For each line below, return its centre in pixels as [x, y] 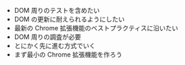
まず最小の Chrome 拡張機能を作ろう [68, 54]
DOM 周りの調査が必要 [48, 37]
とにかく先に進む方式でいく [55, 46]
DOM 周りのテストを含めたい [57, 10]
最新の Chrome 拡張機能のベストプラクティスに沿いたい [96, 28]
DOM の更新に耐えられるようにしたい [69, 19]
